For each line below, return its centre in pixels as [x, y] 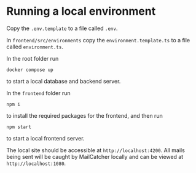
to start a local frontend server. [45, 138]
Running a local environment [81, 11]
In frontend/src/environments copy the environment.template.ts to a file [98, 40]
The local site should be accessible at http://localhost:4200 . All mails [96, 150]
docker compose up [30, 70]
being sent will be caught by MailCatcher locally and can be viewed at [95, 156]
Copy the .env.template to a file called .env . [62, 28]
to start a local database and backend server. [64, 81]
